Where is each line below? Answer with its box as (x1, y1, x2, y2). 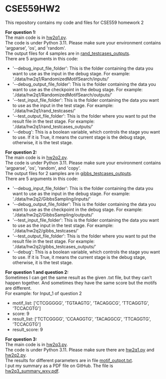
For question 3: (5, 336, 37, 342)
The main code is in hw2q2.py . (5, 154, 68, 160)
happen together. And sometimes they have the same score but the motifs (5, 280, 157, 286)
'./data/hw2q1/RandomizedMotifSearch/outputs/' (12, 92, 113, 98)
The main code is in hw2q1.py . (5, 34, 67, 40)
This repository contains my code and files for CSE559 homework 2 (5, 19, 144, 25)
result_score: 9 (12, 326, 43, 332)
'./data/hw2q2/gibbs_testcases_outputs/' (12, 243, 96, 249)
